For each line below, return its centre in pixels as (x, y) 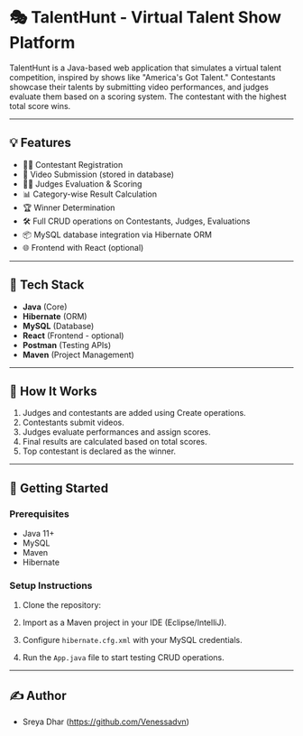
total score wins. (40, 106)
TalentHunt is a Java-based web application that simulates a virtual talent (146, 68)
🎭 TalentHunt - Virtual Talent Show (145, 18)
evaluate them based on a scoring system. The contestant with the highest (148, 97)
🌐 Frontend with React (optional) (83, 247)
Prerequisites (39, 513)
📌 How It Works (53, 391)
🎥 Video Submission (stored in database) (98, 174)
